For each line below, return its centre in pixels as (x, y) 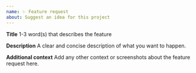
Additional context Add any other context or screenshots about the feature (98, 57)
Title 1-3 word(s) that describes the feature (59, 34)
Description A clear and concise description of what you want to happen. (96, 46)
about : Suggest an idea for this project (58, 17)
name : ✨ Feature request (37, 12)
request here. (23, 64)
